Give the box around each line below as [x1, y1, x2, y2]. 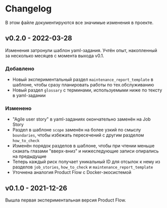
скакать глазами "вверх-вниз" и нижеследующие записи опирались [12, 148, 159, 154]
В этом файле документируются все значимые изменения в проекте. [5, 19, 154, 25]
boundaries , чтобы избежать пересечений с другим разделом [12, 132, 145, 138]
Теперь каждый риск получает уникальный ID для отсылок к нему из [12, 158, 161, 165]
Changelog [5, 3, 52, 14]
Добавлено [5, 65, 34, 72]
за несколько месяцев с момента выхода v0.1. [5, 52, 104, 58]
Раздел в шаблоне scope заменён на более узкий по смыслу [12, 127, 141, 133]
